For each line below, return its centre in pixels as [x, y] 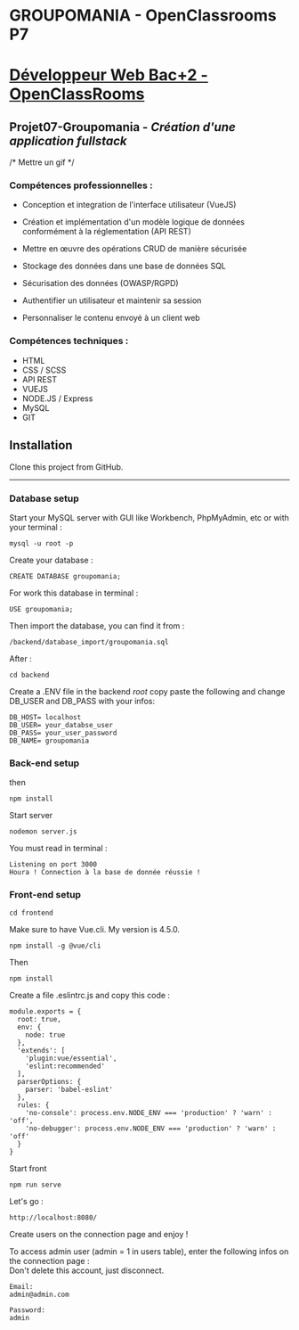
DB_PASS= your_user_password [63, 733]
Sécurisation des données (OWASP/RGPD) [101, 283]
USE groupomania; [41, 609]
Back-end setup [44, 763]
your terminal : [36, 527]
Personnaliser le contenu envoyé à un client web [111, 318]
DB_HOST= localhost [45, 717]
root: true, [40, 1020]
